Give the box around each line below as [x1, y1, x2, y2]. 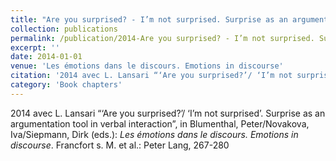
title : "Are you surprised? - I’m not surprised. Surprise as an [10, 14, 288, 25]
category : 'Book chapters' [10, 80, 123, 90]
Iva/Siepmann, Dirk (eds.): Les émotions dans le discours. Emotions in [10, 128, 299, 140]
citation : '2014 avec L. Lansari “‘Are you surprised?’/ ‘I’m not [10, 71, 293, 81]
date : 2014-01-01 [10, 52, 83, 62]
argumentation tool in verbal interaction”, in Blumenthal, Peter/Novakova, [10, 117, 310, 130]
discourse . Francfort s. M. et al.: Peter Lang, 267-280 [10, 139, 230, 151]
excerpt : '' [10, 42, 60, 53]
